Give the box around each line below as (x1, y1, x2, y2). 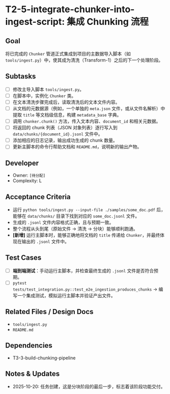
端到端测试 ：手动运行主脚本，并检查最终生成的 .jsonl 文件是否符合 (12, 267, 154, 273)
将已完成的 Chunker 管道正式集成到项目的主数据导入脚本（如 (5, 51, 131, 57)
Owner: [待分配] (12, 172, 46, 179)
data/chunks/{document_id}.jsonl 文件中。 (12, 131, 103, 137)
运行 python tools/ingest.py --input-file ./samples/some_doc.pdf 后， (12, 206, 165, 212)
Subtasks (5, 72, 36, 81)
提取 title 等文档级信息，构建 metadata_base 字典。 (12, 112, 122, 118)
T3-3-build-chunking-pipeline (12, 355, 76, 361)
